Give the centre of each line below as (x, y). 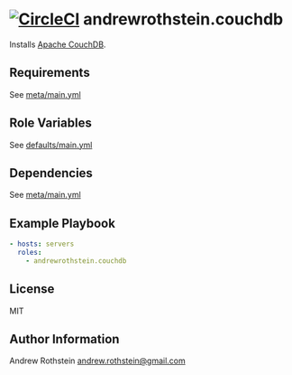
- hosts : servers (42, 244)
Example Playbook (62, 223)
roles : (30, 253)
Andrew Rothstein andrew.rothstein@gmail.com (98, 361)
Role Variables (50, 123)
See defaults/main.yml (51, 145)
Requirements (50, 73)
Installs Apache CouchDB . (58, 44)
